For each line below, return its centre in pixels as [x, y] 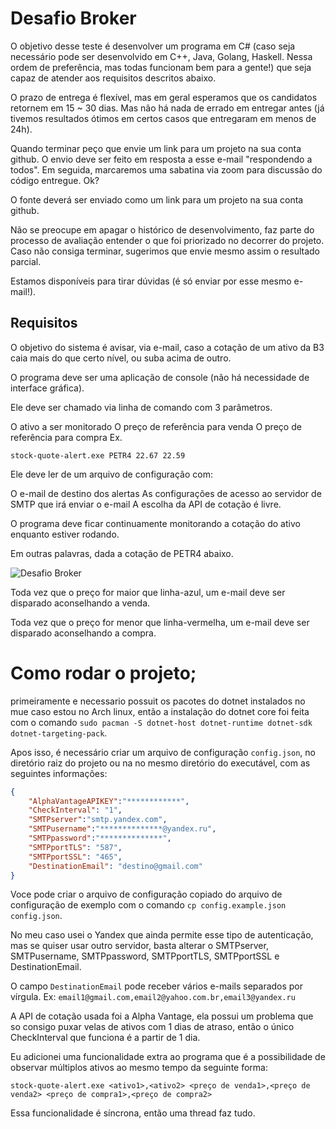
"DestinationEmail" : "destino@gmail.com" [115, 866]
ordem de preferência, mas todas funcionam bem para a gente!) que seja [161, 67]
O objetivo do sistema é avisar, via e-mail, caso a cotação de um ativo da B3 [167, 347]
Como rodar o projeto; [103, 673]
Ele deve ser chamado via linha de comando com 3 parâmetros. [141, 407]
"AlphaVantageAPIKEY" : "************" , [109, 801]
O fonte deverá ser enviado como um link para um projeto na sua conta [157, 199]
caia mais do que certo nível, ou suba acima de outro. [121, 358]
